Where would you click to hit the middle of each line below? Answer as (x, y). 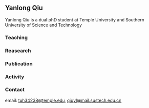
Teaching (16, 37)
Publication (19, 64)
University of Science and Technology (43, 25)
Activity (15, 76)
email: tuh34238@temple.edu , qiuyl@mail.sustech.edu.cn (63, 100)
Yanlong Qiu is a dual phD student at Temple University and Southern (75, 19)
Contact (15, 90)
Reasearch (18, 51)
